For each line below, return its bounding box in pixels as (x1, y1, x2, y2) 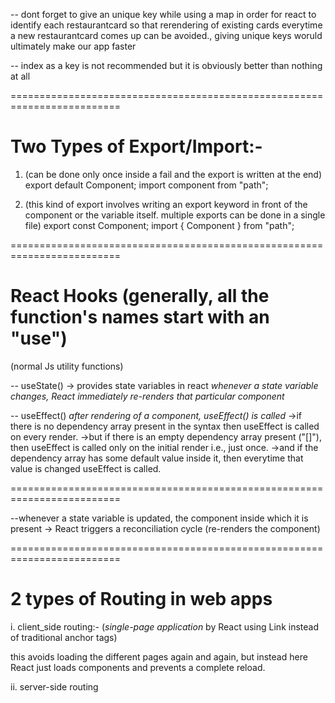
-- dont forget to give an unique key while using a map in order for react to (10, 9, 317, 20)
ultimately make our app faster (10, 40, 137, 52)
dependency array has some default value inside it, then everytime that (10, 452, 304, 464)
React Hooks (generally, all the (10, 285, 270, 308)
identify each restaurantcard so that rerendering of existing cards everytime (10, 19, 323, 31)
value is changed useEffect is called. (10, 462, 162, 474)
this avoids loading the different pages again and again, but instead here (10, 650, 308, 663)
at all (10, 70, 31, 82)
